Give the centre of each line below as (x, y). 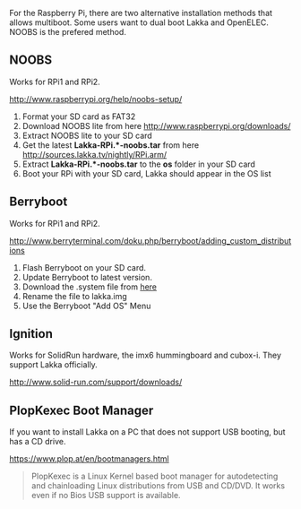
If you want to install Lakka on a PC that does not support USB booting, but (147, 432)
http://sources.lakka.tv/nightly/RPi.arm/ (95, 154)
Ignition (31, 334)
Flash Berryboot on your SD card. (84, 267)
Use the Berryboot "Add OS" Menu (86, 306)
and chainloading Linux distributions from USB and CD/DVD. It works (158, 486)
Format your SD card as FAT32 (79, 116)
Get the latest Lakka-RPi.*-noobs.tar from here (111, 145)
